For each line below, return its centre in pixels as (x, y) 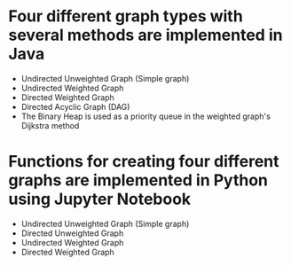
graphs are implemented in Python (138, 180)
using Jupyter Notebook (100, 199)
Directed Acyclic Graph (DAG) (75, 106)
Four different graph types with (126, 16)
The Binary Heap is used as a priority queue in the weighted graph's (146, 116)
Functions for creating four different (144, 162)
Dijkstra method (50, 125)
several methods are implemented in (145, 35)
